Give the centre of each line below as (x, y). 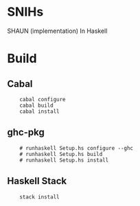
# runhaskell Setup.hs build (61, 154)
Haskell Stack (37, 181)
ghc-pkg (26, 132)
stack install (39, 197)
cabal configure (43, 99)
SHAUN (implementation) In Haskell (57, 31)
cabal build (36, 105)
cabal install (39, 111)
